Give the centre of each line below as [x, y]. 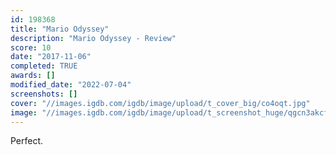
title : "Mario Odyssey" [60, 29]
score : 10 [31, 47]
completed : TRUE [44, 66]
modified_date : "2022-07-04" [71, 85]
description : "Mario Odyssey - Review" [93, 38]
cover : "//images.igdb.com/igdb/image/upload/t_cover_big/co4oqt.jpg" [160, 103]
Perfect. [27, 141]
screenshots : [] [44, 94]
